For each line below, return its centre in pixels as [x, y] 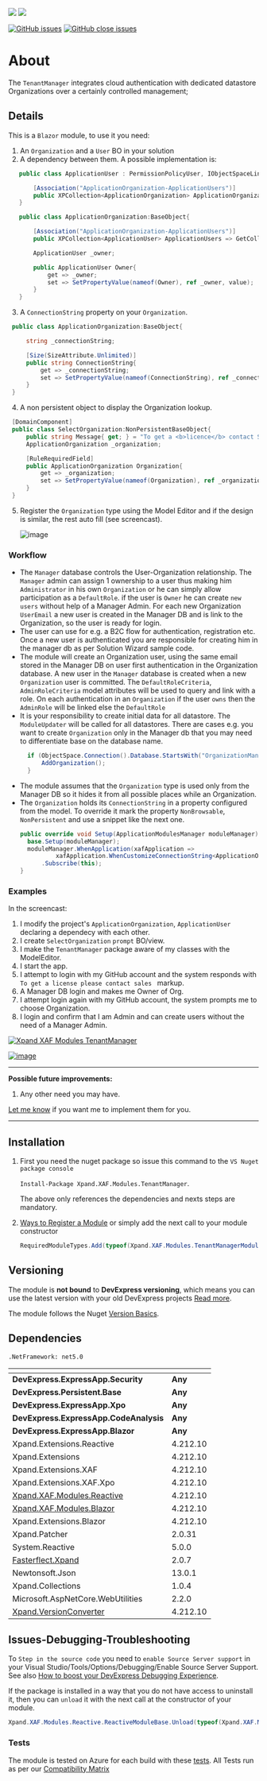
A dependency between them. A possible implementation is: [118, 159]
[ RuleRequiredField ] [60, 458]
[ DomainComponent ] [42, 422]
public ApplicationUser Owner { [85, 267]
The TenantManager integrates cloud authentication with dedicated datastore [132, 83]
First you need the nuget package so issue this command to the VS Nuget [139, 1161]
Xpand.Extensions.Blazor [59, 1521]
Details [26, 116]
